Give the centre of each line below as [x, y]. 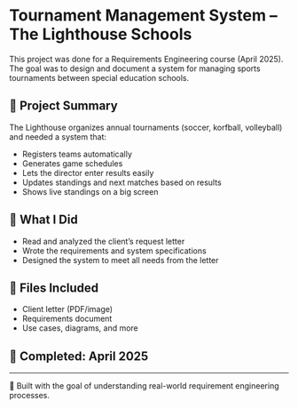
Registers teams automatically [77, 154]
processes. [30, 396]
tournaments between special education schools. [99, 77]
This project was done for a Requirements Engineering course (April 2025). [146, 59]
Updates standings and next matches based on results [122, 182]
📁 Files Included [54, 288]
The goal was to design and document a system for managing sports [135, 68]
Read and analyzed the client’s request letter [103, 241]
